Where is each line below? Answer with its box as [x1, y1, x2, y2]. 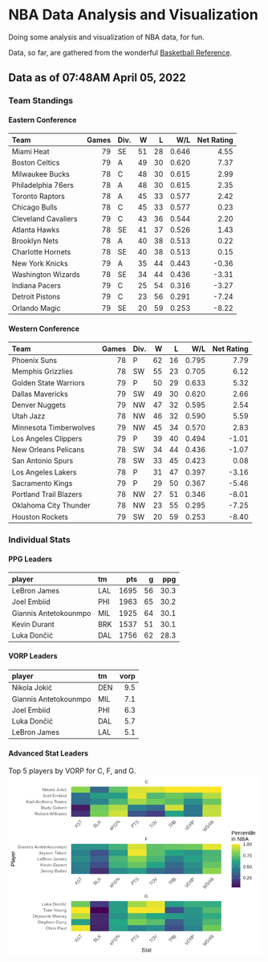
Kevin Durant [11, 619, 55, 629]
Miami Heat [11, 147, 50, 157]
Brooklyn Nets [11, 236, 59, 246]
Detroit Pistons [11, 291, 61, 302]
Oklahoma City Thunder [11, 500, 91, 511]
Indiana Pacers [11, 281, 62, 291]
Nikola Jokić [11, 683, 53, 692]
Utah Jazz [11, 411, 46, 421]
